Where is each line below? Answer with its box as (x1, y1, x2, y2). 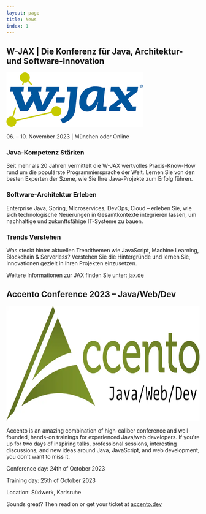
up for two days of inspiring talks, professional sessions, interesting (6, 440, 177, 447)
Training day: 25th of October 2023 (6, 477, 96, 484)
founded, (6, 433, 29, 440)
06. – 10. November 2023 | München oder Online (6, 133, 130, 140)
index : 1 (6, 23, 29, 29)
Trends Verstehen (6, 233, 61, 241)
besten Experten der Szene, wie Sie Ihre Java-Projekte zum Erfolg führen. (6, 175, 193, 183)
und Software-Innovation (6, 56, 105, 66)
